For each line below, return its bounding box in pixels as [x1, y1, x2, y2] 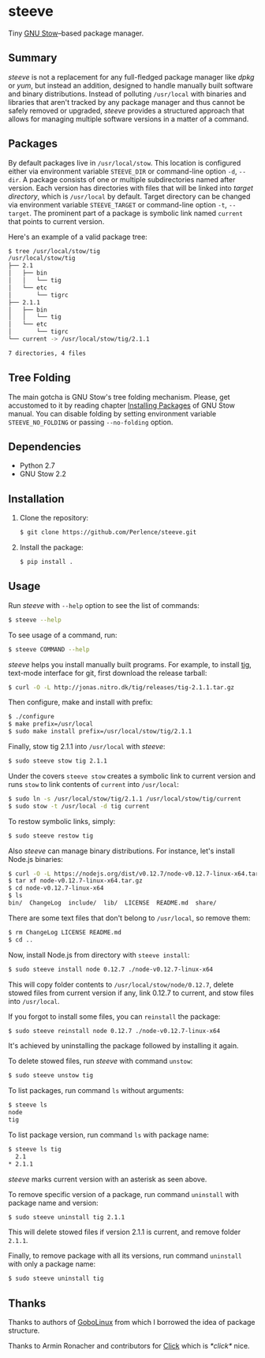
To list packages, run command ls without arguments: [8, 1086, 185, 1095]
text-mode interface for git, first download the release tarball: [8, 668, 207, 677]
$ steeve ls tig [8, 1145, 62, 1153]
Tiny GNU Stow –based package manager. [8, 28, 144, 38]
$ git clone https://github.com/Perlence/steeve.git [19, 528, 197, 536]
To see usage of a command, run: [8, 630, 118, 640]
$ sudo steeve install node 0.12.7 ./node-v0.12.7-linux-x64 [8, 965, 214, 973]
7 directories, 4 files [8, 349, 87, 357]
